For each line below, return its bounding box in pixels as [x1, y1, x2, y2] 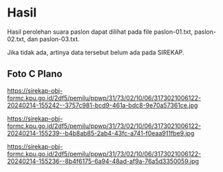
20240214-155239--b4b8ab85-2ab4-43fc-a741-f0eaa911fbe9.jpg [7, 129, 195, 137]
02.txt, [7, 34, 26, 43]
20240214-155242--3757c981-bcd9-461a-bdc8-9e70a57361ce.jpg [7, 101, 198, 109]
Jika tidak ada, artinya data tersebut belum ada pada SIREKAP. [7, 48, 184, 56]
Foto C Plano [7, 68, 63, 80]
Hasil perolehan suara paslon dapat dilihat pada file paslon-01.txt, [7, 28, 193, 36]
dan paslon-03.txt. [27, 34, 80, 43]
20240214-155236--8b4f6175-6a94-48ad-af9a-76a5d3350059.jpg [7, 157, 200, 165]
